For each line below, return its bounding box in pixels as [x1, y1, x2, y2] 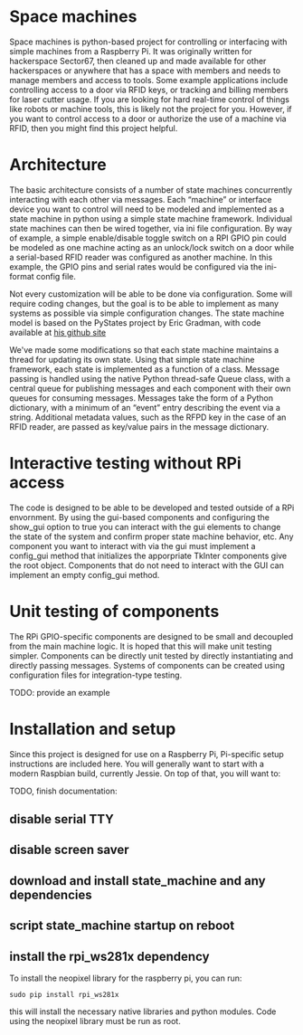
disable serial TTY [9, 812, 115, 827]
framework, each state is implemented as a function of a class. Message [9, 364, 280, 375]
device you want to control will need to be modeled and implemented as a [9, 204, 285, 214]
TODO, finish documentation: [9, 785, 118, 796]
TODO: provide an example [9, 687, 110, 698]
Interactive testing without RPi [9, 453, 241, 474]
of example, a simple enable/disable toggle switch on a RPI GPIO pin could [9, 233, 287, 243]
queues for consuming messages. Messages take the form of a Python [9, 392, 274, 404]
